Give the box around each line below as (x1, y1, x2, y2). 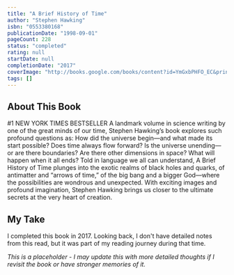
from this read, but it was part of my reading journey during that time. (7, 239, 206, 247)
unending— (187, 141, 221, 150)
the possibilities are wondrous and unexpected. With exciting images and (7, 178, 217, 187)
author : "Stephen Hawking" (7, 17, 86, 24)
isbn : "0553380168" (7, 23, 64, 30)
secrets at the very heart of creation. (7, 193, 113, 202)
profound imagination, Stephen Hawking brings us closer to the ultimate (7, 186, 214, 194)
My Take (7, 213, 45, 225)
